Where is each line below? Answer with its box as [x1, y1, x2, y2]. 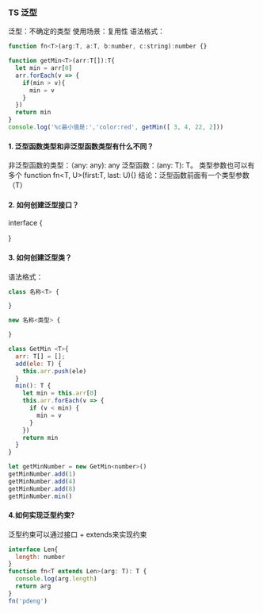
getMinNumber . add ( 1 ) [8, 470, 77, 478]
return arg [15, 582, 51, 591]
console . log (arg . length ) [15, 575, 97, 583]
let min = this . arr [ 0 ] [22, 389, 97, 398]
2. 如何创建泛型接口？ [8, 200, 79, 210]
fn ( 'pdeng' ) [8, 597, 48, 605]
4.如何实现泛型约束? [8, 511, 75, 520]
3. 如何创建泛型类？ [8, 253, 73, 262]
